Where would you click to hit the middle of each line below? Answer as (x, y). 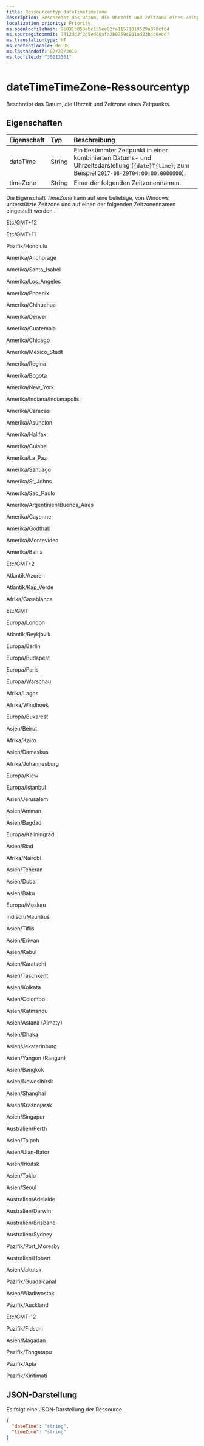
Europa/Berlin (23, 646)
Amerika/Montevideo (32, 541)
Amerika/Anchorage (31, 258)
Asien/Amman (24, 811)
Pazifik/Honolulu (27, 246)
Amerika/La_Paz (27, 458)
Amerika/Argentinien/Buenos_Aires (50, 505)
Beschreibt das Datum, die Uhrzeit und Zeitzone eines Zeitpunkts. (89, 104)
